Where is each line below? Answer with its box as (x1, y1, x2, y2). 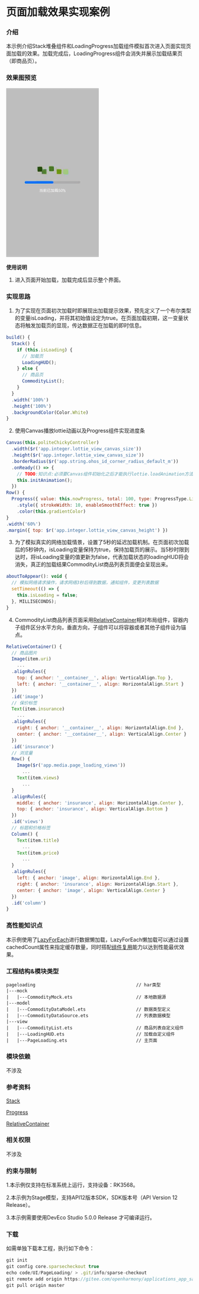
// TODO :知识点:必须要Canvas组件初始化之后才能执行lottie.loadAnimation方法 (17, 471, 194, 477)
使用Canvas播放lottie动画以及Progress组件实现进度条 (14, 427, 145, 434)
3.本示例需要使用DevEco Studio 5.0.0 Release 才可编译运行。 (6, 1214, 155, 1221)
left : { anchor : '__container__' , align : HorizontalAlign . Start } (17, 681, 184, 687)
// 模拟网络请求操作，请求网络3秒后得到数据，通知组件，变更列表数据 (11, 580, 159, 586)
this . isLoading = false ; (17, 592, 78, 599)
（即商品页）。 (6, 57, 40, 65)
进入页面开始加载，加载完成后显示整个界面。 (14, 276, 124, 283)
